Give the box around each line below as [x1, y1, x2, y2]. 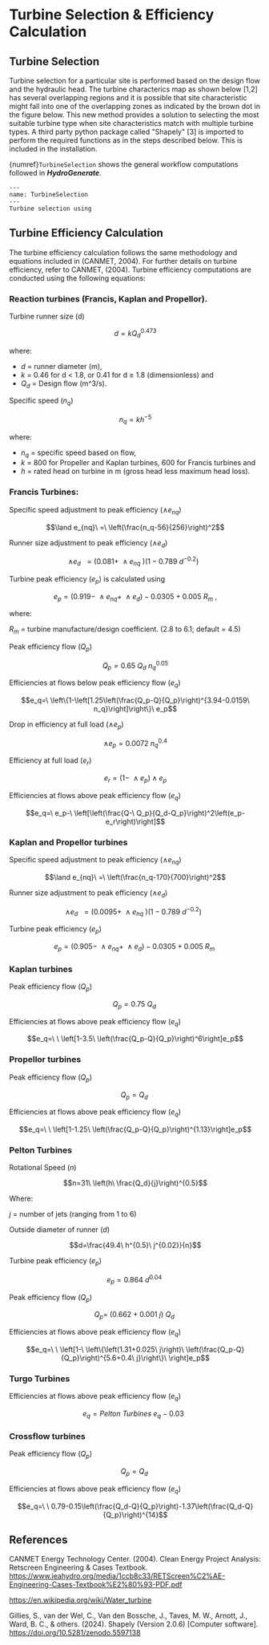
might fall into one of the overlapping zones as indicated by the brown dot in [9, 102, 261, 111]
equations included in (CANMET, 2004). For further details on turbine [9, 256, 238, 265]
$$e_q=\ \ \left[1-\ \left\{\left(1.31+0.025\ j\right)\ [26, 1345, 185, 1355]
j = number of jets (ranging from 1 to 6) [9, 1209, 137, 1219]
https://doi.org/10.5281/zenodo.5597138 [9, 1628, 141, 1638]
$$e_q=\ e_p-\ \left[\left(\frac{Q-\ [25, 808, 135, 817]
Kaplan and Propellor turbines [9, 837, 128, 848]
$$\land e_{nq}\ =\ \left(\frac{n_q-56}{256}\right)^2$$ [46, 522, 225, 532]
